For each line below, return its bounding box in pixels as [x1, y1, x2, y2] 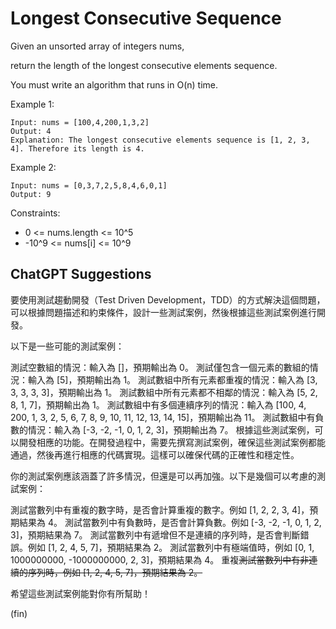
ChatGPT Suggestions [10, 266, 152, 283]
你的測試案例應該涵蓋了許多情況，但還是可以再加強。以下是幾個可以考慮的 [10, 470, 317, 482]
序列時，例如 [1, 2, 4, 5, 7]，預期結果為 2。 [27, 566, 203, 578]
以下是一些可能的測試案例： [10, 340, 125, 352]
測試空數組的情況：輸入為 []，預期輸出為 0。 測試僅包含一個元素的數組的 [10, 361, 310, 373]
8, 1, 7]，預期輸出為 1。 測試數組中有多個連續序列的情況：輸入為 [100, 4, [10, 398, 307, 411]
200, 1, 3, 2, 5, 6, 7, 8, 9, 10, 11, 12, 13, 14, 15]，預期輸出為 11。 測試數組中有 [10, 411, 316, 423]
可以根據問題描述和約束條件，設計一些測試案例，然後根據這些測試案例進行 [10, 306, 317, 318]
